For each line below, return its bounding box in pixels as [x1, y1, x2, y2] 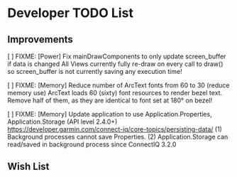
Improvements [7, 33, 73, 45]
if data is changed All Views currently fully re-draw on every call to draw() [7, 60, 224, 68]
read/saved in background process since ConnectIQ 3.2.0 [7, 140, 177, 149]
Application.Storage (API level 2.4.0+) [7, 117, 118, 126]
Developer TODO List [7, 5, 133, 21]
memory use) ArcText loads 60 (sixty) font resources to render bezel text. [7, 89, 222, 97]
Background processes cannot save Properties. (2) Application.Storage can [7, 133, 228, 141]
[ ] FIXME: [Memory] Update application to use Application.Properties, [7, 110, 212, 118]
